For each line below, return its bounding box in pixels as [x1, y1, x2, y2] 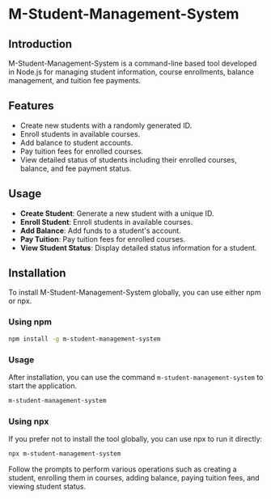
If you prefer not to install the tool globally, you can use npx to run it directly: [8, 434, 263, 444]
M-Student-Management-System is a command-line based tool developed [8, 58, 257, 68]
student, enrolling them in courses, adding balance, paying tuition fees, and [8, 472, 260, 482]
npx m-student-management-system [8, 450, 121, 458]
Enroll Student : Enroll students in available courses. [19, 217, 193, 226]
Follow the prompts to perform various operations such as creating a [8, 464, 237, 474]
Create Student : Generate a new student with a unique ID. [19, 208, 214, 218]
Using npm [8, 316, 53, 328]
